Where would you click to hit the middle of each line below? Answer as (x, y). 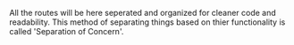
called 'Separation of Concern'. (67, 31)
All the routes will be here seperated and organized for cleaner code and (143, 13)
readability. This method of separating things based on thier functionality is (147, 22)
